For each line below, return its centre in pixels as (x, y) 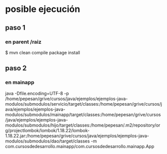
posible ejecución (43, 9)
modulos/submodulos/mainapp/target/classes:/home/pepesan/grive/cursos (83, 114)
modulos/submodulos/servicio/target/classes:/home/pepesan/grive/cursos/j (83, 104)
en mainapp (20, 82)
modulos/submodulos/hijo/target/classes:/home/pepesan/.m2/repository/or (83, 125)
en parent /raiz (23, 42)
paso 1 (15, 28)
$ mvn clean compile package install (43, 52)
